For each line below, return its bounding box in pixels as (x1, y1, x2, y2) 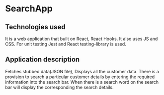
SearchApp (5, 3, 53, 14)
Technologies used (5, 23, 66, 31)
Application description (5, 55, 80, 64)
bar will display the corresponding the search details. (5, 84, 114, 90)
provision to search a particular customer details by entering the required (5, 74, 155, 80)
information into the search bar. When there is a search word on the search (5, 79, 159, 85)
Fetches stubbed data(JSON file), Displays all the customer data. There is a (5, 68, 159, 74)
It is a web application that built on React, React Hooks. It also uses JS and (5, 36, 158, 42)
